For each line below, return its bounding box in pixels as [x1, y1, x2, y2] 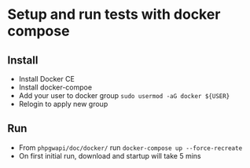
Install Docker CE [18, 75, 75, 83]
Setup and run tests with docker [7, 5, 221, 24]
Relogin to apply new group [18, 100, 108, 108]
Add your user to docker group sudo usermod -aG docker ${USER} [18, 91, 230, 100]
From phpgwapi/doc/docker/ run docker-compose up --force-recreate [18, 143, 243, 152]
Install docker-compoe [18, 82, 92, 92]
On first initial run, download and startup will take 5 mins [18, 151, 201, 160]
